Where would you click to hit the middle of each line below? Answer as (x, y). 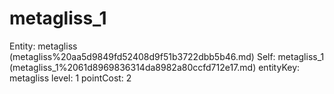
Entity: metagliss (43, 46)
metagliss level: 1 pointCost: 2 (70, 78)
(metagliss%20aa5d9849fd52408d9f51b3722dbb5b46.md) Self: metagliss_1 (167, 56)
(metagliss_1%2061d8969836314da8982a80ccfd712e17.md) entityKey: (155, 67)
